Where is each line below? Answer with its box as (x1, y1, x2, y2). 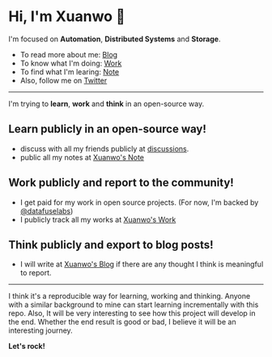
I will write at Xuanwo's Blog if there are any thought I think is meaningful (19, 259, 264, 270)
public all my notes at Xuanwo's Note (19, 152, 144, 162)
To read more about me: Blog (19, 49, 118, 59)
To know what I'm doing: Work (19, 58, 122, 68)
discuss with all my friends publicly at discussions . (19, 143, 189, 153)
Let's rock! (8, 342, 46, 351)
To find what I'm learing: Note (19, 66, 120, 76)
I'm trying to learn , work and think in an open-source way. (8, 99, 205, 108)
